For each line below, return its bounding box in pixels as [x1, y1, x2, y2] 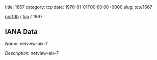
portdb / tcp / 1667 [5, 14, 43, 19]
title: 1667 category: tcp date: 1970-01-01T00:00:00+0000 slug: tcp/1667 [5, 4, 153, 10]
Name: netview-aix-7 [5, 40, 48, 46]
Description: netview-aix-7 [5, 50, 59, 56]
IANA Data [5, 28, 38, 36]
